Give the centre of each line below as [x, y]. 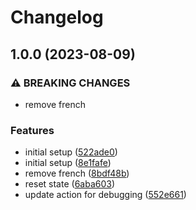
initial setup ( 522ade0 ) [71, 152]
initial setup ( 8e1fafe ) [68, 163]
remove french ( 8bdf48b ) [77, 173]
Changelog [57, 17]
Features [32, 130]
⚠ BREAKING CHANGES [70, 83]
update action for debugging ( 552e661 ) [105, 195]
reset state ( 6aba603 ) [70, 184]
